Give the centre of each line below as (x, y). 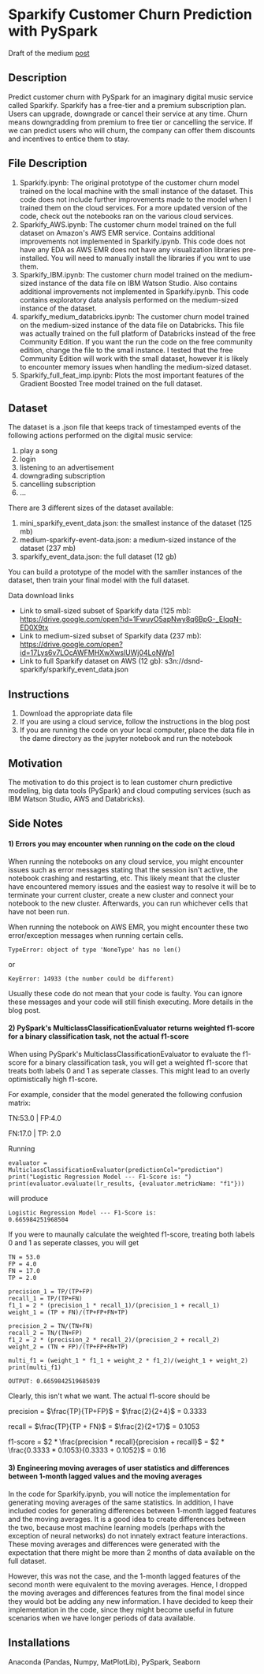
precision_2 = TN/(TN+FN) (50, 1326)
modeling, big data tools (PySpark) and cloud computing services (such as (129, 790)
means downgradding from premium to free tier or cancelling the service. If (131, 122)
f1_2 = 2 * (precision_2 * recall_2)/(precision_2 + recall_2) (114, 1340)
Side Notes (35, 824)
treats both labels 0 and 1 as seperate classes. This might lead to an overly (129, 1070)
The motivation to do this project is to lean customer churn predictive (120, 782)
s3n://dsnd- (184, 661)
